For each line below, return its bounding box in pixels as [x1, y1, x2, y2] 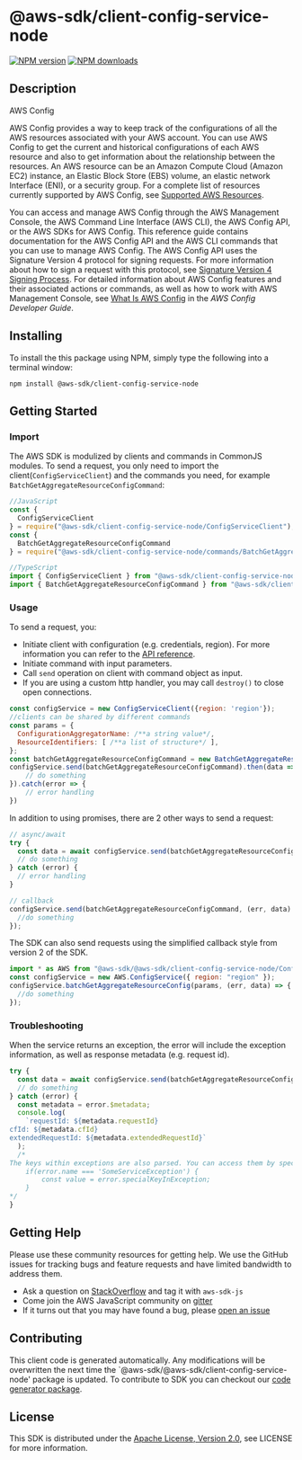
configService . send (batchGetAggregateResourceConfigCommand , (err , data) [9, 904, 292, 913]
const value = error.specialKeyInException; [41, 1175, 211, 1184]
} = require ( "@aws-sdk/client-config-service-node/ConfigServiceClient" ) [9, 521, 292, 531]
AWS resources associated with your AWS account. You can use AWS [9, 132, 268, 143]
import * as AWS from [9, 965, 91, 974]
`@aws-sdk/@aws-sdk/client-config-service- [118, 1364, 288, 1375]
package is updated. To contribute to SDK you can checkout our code [32, 1374, 291, 1384]
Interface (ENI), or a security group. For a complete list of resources [9, 180, 261, 191]
